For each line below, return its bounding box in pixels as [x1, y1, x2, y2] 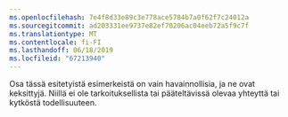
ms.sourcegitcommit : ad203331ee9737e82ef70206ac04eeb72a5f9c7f [9, 21, 250, 30]
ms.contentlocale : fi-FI [9, 37, 102, 47]
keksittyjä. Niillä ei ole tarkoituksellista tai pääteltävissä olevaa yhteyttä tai [9, 88, 280, 98]
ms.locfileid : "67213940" [9, 54, 105, 63]
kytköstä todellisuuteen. [9, 97, 97, 107]
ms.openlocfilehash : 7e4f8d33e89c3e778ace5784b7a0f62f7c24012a [9, 12, 250, 22]
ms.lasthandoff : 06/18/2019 [9, 46, 114, 55]
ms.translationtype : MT [9, 29, 98, 38]
